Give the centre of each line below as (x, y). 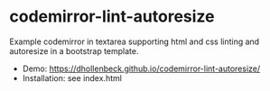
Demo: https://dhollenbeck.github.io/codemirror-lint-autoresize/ (141, 68)
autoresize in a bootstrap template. (74, 50)
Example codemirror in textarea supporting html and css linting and (135, 41)
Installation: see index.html (72, 77)
